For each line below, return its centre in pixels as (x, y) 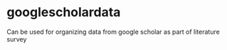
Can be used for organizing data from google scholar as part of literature (113, 32)
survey (17, 39)
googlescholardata (64, 12)
